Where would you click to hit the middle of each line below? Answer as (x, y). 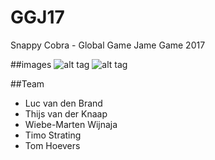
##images (31, 64)
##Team (27, 83)
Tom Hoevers (52, 145)
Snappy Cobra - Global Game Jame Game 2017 (108, 45)
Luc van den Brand (63, 103)
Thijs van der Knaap (66, 113)
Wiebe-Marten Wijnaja (71, 124)
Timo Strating (53, 135)
